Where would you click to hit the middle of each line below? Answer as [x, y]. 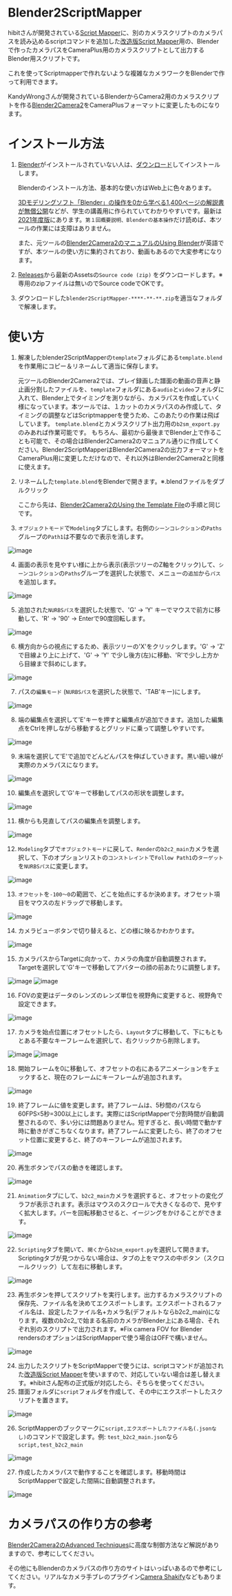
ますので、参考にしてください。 [53, 1553]
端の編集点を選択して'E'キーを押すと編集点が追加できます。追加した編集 [120, 719]
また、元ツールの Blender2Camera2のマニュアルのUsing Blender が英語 [118, 243]
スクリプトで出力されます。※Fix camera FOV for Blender [122, 1329]
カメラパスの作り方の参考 [80, 1524]
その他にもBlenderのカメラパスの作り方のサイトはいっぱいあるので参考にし [115, 1568]
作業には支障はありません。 [75, 228]
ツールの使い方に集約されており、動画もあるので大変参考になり [132, 251]
